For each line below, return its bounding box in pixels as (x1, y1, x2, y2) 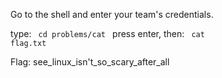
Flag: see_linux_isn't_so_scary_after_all (10, 56, 170, 68)
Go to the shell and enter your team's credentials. (10, 9, 214, 20)
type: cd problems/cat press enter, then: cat (10, 28, 205, 39)
